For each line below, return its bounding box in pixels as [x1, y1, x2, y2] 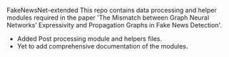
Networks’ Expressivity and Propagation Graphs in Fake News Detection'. [6, 21, 223, 29]
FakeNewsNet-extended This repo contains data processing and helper [6, 6, 217, 14]
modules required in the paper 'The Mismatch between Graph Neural [6, 13, 210, 22]
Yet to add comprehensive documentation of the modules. [16, 42, 188, 50]
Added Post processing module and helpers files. [16, 34, 162, 43]
